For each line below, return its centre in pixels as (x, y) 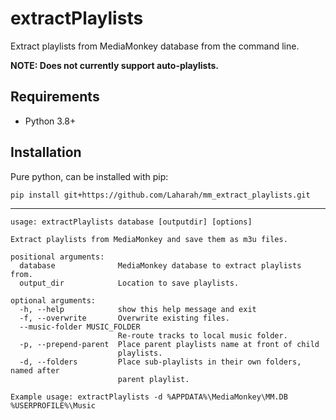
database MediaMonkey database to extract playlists (160, 265)
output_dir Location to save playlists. (129, 283)
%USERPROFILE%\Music (53, 405)
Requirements (55, 97)
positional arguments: (57, 257)
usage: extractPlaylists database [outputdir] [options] (131, 222)
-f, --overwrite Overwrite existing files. (124, 318)
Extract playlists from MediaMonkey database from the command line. (155, 46)
